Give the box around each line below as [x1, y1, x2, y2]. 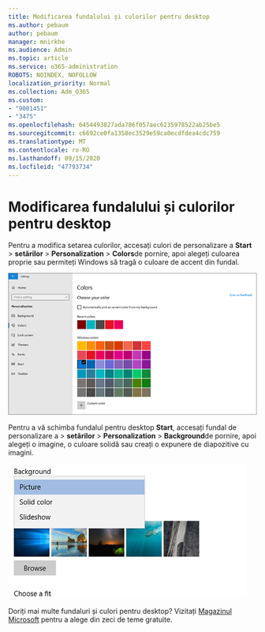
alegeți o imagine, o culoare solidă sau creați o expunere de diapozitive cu [8, 439, 249, 449]
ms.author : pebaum [8, 21, 69, 29]
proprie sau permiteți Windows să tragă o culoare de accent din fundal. [8, 258, 240, 267]
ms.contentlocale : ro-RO [8, 146, 90, 154]
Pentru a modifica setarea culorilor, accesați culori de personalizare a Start [8, 241, 252, 250]
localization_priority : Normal [8, 79, 111, 87]
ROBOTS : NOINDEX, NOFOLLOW [8, 71, 97, 79]
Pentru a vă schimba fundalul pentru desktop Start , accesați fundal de [8, 423, 237, 432]
